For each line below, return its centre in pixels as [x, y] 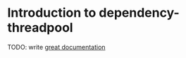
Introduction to [52, 13]
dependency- [139, 13]
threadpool [40, 28]
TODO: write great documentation [56, 47]
